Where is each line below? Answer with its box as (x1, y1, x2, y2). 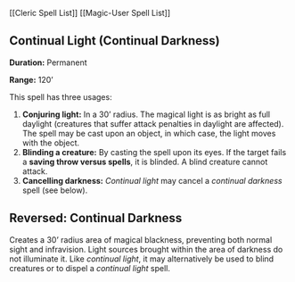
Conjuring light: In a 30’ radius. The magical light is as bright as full (21, 109, 270, 120)
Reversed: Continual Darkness (9, 211, 183, 226)
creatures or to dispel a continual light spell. (9, 262, 171, 273)
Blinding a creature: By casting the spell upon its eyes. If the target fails (21, 146, 287, 157)
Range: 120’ (9, 74, 53, 85)
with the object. (21, 137, 80, 148)
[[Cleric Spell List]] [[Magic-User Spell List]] (9, 8, 171, 18)
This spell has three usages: (9, 91, 113, 102)
